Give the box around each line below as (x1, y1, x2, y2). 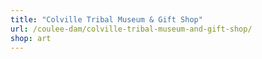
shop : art (10, 33, 52, 43)
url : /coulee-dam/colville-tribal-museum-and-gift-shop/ (10, 24, 253, 34)
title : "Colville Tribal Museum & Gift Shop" (10, 14, 203, 25)
